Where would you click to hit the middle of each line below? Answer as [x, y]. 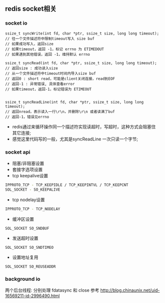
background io [23, 279]
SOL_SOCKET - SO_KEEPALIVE [33, 189]
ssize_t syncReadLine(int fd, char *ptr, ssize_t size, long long [74, 102]
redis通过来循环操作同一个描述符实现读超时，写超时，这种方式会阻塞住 [84, 127]
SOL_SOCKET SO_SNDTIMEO [29, 247]
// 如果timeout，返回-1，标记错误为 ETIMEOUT [48, 89]
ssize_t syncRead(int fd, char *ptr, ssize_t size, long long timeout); [81, 63]
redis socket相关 [31, 9]
